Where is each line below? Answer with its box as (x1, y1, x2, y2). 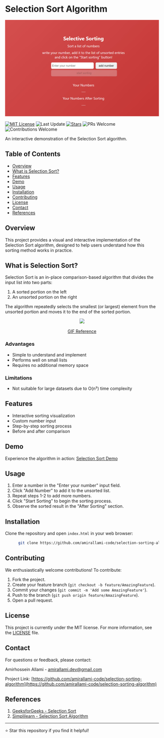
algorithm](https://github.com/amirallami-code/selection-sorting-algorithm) (5, 681, 157, 687)
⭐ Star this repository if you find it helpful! (5, 728, 89, 734)
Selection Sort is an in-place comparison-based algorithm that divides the (5, 274, 154, 280)
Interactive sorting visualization (12, 412, 76, 419)
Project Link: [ (5, 676, 33, 682)
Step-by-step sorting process (12, 423, 72, 429)
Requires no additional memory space (12, 362, 89, 368)
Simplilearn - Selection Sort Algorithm (12, 713, 89, 719)
